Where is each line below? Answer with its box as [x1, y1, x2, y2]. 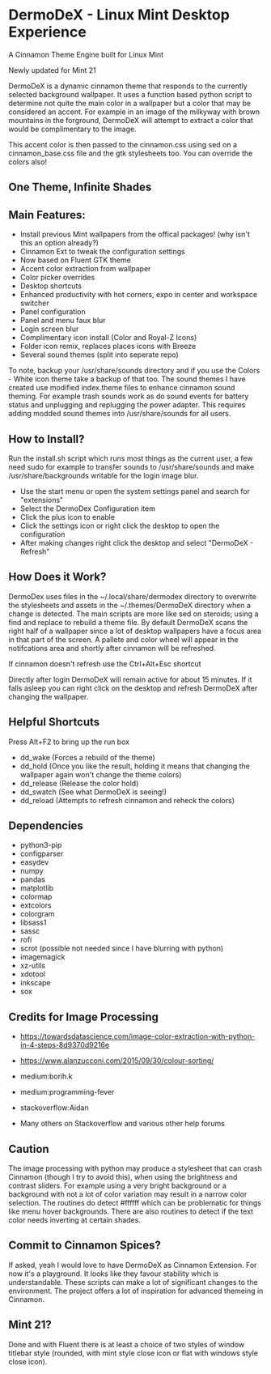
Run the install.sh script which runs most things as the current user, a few [8, 453, 253, 463]
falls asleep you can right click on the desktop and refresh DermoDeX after [8, 683, 258, 693]
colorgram [19, 909, 55, 919]
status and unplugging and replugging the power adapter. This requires [8, 400, 246, 410]
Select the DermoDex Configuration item [19, 504, 156, 513]
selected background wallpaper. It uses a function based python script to [8, 89, 252, 99]
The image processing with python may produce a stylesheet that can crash [8, 1163, 263, 1173]
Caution [8, 1142, 50, 1155]
